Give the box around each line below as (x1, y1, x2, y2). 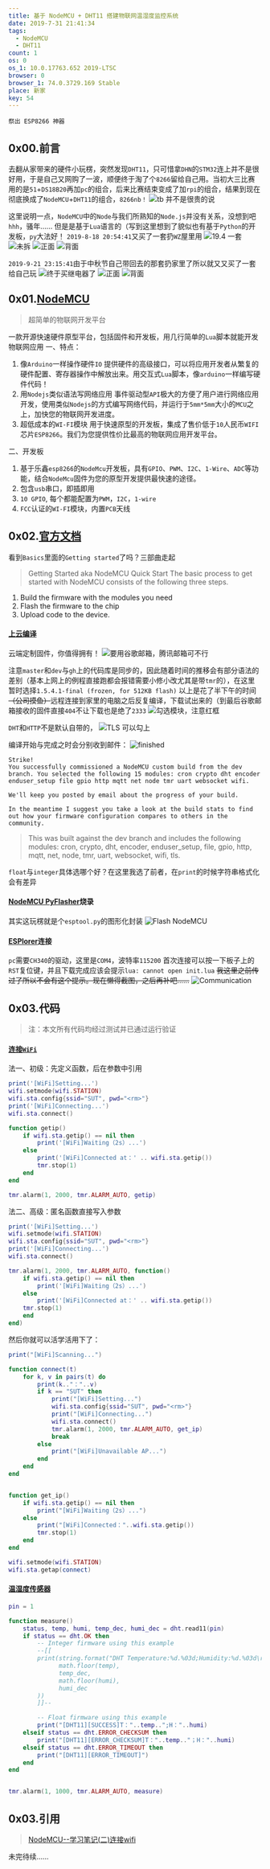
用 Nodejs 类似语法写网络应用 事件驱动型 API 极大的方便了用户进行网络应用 (19, 389, 260, 399)
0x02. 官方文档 (8, 530, 82, 543)
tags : (8, 27, 27, 35)
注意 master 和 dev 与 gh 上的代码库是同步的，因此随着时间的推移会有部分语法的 (8, 665, 260, 675)
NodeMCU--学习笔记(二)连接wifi (27, 1834, 137, 1844)
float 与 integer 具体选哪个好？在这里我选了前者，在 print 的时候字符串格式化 (8, 867, 260, 876)
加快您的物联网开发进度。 (34, 409, 119, 419)
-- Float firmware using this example (37, 1714, 167, 1722)
